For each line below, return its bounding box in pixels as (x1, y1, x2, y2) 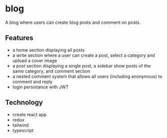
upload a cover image (12, 58, 57, 64)
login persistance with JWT (12, 84, 69, 90)
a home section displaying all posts (12, 47, 85, 53)
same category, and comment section (12, 68, 91, 74)
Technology (5, 98, 43, 107)
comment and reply (12, 78, 53, 84)
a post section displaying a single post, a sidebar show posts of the (12, 63, 151, 69)
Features (5, 34, 33, 42)
